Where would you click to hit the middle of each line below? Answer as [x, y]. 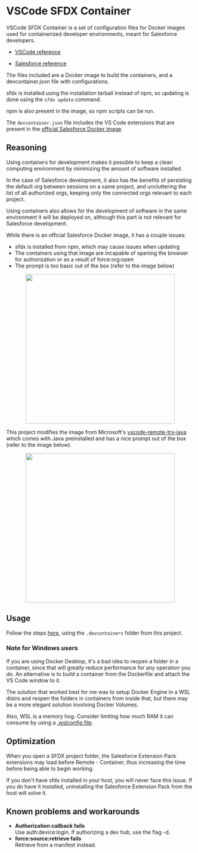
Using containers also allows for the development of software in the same [97, 211]
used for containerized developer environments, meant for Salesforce [92, 33]
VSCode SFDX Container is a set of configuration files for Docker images [96, 28]
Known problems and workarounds [73, 812]
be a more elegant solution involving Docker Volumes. [72, 705]
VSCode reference [38, 51]
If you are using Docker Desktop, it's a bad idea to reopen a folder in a [92, 661]
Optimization [31, 741]
